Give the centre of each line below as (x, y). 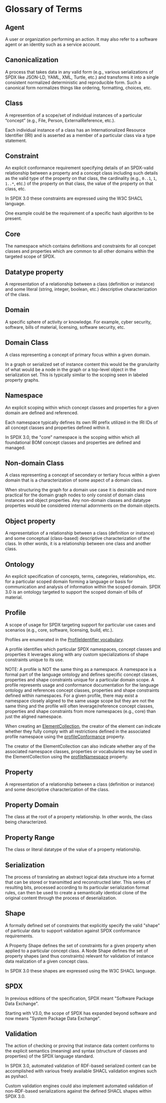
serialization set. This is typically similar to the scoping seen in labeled (77, 375)
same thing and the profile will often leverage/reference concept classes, (80, 706)
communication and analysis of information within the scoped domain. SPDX (83, 586)
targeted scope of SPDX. (30, 257)
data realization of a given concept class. (47, 961)
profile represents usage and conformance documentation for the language (82, 685)
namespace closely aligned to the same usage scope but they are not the (80, 701)
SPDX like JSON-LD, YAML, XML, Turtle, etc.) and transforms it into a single (82, 77)
